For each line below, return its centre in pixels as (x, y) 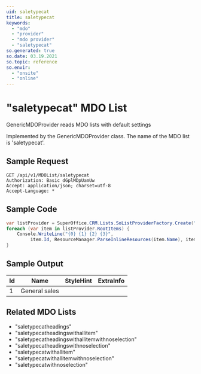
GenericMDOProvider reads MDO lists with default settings (79, 125)
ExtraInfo (111, 281)
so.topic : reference (32, 62)
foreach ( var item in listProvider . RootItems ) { (68, 229)
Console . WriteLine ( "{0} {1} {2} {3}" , (65, 234)
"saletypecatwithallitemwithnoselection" (65, 358)
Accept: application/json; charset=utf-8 (59, 186)
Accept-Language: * (31, 191)
